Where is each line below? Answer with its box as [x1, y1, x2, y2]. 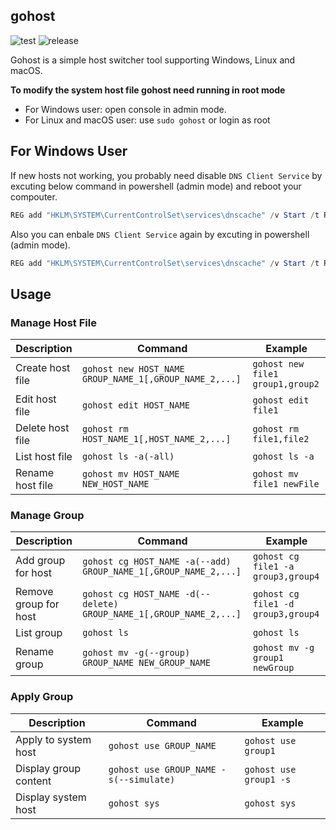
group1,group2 [252, 379, 320, 390]
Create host [15, 361, 71, 375]
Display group [15, 761, 81, 775]
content [15, 774, 52, 788]
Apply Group [10, 690, 74, 704]
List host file [15, 450, 73, 464]
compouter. [10, 190, 58, 203]
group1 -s [244, 774, 292, 785]
